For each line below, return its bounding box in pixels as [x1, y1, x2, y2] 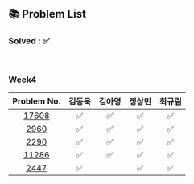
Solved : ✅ [8, 35, 50, 47]
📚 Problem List [8, 7, 87, 21]
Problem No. [12, 96, 61, 107]
